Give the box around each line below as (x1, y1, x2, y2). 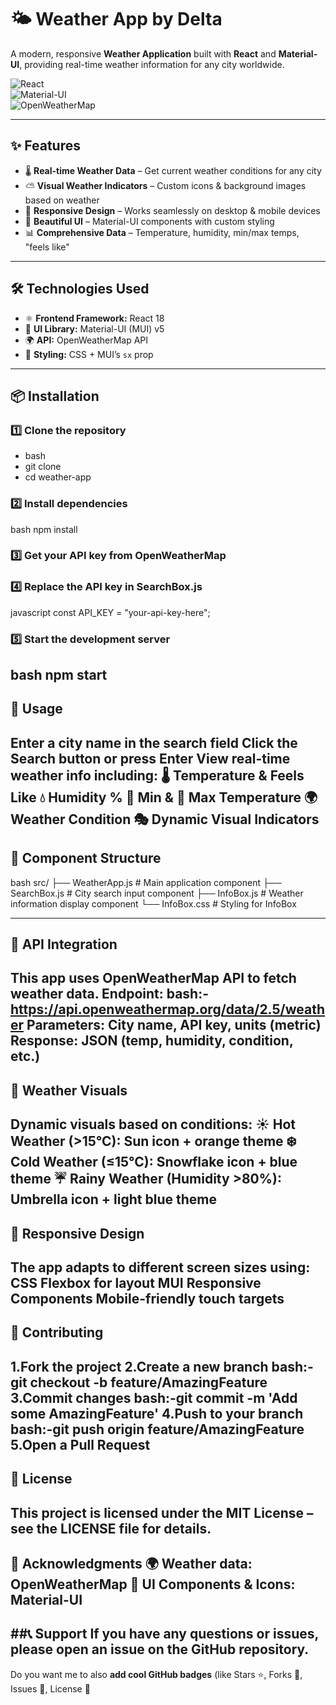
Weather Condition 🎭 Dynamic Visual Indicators (10, 811, 320, 828)
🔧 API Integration (10, 936, 118, 953)
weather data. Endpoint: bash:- (10, 986, 210, 1003)
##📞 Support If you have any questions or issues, (10, 1626, 319, 1643)
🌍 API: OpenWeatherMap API (24, 334, 149, 346)
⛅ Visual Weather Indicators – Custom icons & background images (24, 179, 307, 191)
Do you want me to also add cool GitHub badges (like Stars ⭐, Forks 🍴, (10, 1668, 303, 1680)
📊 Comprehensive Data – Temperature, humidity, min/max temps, (24, 226, 300, 238)
